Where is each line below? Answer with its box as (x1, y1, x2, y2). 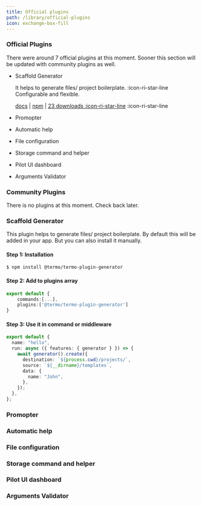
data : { (22, 368, 42, 374)
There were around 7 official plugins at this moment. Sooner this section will (6, 54, 195, 61)
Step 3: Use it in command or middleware (6, 320, 112, 328)
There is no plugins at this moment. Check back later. (6, 201, 139, 209)
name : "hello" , (11, 340, 50, 346)
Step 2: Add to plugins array (6, 277, 79, 285)
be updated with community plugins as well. (6, 60, 116, 67)
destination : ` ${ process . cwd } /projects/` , (22, 356, 131, 363)
